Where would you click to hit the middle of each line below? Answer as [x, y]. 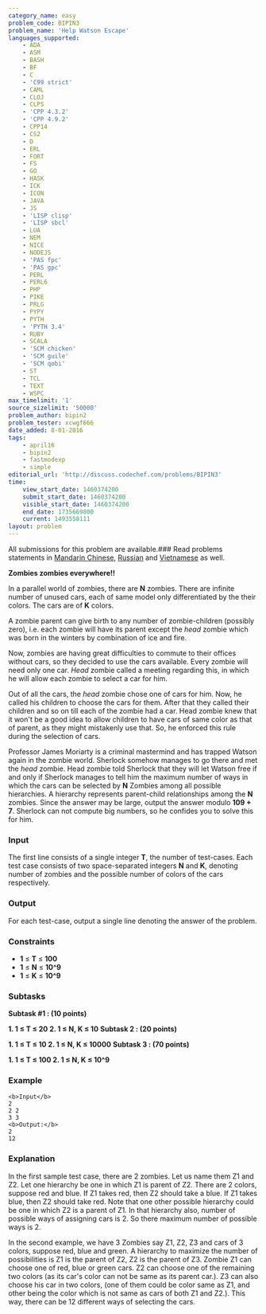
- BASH [33, 61]
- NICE [33, 245]
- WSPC [33, 393]
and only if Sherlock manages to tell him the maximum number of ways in [128, 777]
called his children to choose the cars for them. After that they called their [129, 702]
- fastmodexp [44, 460]
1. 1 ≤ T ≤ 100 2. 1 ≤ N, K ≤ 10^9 [59, 1060]
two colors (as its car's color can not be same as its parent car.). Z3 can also [133, 1276]
